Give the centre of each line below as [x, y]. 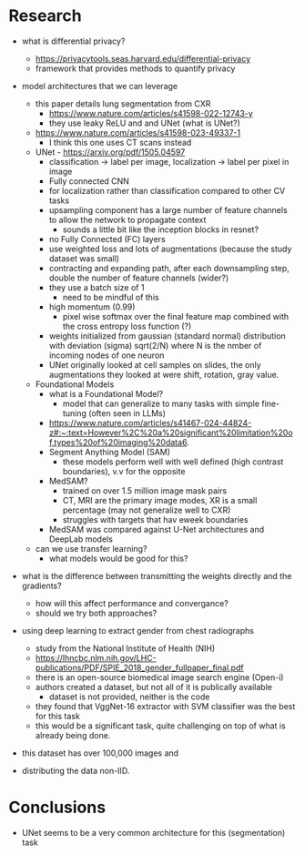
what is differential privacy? [73, 41]
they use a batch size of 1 [97, 287]
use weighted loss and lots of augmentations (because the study [170, 249]
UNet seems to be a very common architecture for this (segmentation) [153, 832]
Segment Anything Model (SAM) [109, 452]
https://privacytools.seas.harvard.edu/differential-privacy [143, 58]
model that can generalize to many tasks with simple [161, 403]
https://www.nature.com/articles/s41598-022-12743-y [151, 113]
